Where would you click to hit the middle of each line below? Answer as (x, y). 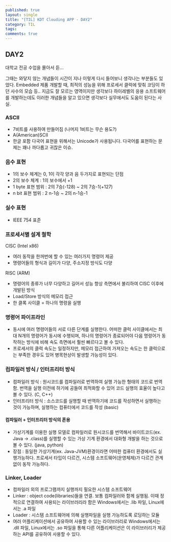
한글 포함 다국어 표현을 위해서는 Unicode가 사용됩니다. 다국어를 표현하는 (85, 141)
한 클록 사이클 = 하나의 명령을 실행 (47, 303)
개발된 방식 (24, 290)
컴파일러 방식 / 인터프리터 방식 (40, 370)
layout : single (21, 15)
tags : (11, 29)
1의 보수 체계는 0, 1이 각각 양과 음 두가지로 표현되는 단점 (68, 174)
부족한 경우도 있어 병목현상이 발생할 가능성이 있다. (68, 355)
